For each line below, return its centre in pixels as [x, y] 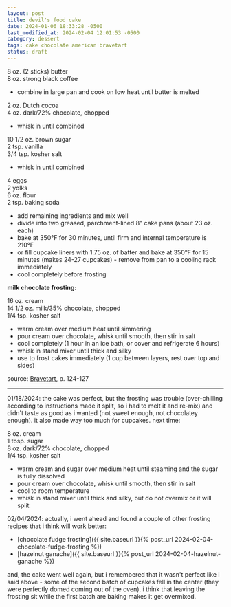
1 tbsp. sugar [25, 441]
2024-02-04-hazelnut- [188, 553]
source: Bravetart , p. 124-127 [48, 378]
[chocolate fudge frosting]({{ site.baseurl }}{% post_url [95, 539]
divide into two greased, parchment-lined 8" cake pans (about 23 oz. [115, 223]
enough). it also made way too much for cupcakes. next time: [94, 420]
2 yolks [17, 188]
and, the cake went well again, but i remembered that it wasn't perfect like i [113, 574]
